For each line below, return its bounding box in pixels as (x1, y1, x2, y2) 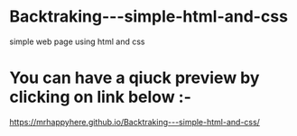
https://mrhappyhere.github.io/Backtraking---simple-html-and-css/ (9, 116, 260, 127)
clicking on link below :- (9, 87, 192, 107)
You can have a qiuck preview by (9, 68, 260, 88)
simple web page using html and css (9, 36, 145, 47)
